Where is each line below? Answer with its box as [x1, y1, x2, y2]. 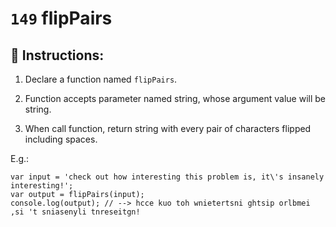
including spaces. [24, 133, 98, 145]
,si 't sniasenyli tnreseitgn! [10, 207, 141, 217]
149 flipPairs [10, 7, 113, 30]
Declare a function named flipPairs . [24, 73, 178, 85]
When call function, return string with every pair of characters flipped [24, 123, 312, 134]
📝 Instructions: [10, 47, 105, 64]
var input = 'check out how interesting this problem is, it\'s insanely [10, 172, 325, 182]
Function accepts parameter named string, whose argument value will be [24, 93, 327, 104]
